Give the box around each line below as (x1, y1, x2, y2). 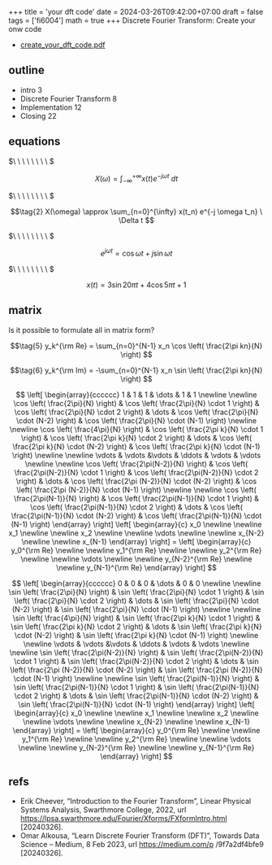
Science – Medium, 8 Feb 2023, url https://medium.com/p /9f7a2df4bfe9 (19, 840, 264, 850)
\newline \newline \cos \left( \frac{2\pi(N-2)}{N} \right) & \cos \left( (24, 459, 248, 469)
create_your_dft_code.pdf (19, 40, 106, 50)
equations (8, 134, 61, 149)
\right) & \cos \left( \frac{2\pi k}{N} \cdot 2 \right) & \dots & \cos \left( (20, 433, 253, 443)
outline (8, 63, 45, 77)
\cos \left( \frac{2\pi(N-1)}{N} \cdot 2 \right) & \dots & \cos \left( (29, 502, 244, 512)
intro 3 (19, 85, 43, 94)
